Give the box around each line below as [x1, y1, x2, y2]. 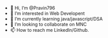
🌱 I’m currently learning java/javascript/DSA [10, 16, 103, 22]
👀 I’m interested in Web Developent [10, 10, 85, 16]
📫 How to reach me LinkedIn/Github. [10, 27, 89, 33]
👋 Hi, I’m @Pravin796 [10, 5, 56, 11]
